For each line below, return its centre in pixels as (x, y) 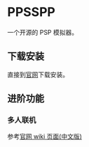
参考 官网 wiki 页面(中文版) (45, 137)
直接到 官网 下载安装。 (38, 75)
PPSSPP (32, 12)
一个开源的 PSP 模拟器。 (43, 32)
